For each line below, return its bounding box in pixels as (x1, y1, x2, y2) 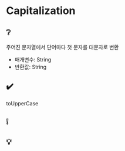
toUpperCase (6, 99, 39, 107)
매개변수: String (14, 56, 52, 63)
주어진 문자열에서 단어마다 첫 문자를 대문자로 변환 (6, 44, 119, 50)
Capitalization (6, 4, 76, 18)
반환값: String (14, 63, 47, 70)
